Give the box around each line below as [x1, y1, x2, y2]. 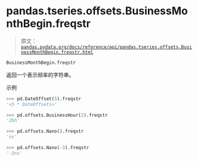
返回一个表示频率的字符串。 [6, 71, 75, 78]
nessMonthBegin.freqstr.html [20, 49, 94, 55]
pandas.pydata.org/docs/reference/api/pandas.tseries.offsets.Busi [20, 44, 192, 50]
